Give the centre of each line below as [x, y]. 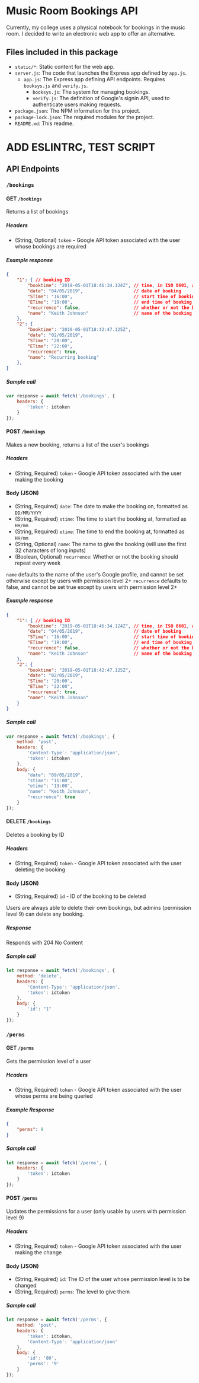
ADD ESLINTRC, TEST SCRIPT [81, 147]
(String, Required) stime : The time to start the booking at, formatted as [100, 519]
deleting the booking [40, 869]
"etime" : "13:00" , [50, 786]
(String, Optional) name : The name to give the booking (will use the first [100, 544]
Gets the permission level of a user [49, 1061]
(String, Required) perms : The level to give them [72, 1292]
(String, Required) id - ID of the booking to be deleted [80, 896]
